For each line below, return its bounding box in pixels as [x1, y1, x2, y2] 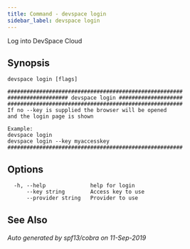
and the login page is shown [7, 113, 94, 121]
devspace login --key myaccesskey [7, 138, 110, 145]
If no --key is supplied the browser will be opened [7, 107, 167, 114]
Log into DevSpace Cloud [7, 36, 83, 45]
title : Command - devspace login [7, 10, 107, 18]
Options [7, 163, 44, 175]
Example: [7, 126, 33, 133]
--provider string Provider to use [26, 194, 139, 202]
